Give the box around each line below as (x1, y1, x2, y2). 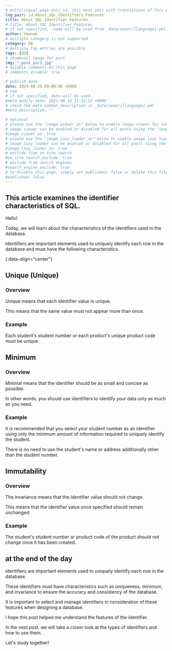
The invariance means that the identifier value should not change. (5, 494, 144, 500)
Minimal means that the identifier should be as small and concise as (5, 380, 148, 386)
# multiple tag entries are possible (5, 46, 86, 51)
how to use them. (5, 630, 42, 636)
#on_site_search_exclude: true (5, 155, 72, 161)
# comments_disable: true (5, 70, 60, 75)
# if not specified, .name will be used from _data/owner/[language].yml (5, 27, 166, 32)
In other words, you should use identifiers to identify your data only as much (5, 395, 166, 401)
